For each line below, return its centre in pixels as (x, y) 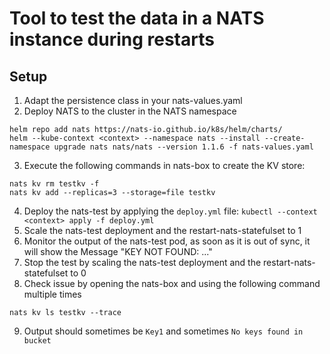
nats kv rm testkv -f (54, 184)
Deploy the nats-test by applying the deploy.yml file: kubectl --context (170, 211)
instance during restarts (112, 39)
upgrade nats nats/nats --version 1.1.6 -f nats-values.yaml (183, 147)
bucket (37, 341)
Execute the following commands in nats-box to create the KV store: (164, 165)
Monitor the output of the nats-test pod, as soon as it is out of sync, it (167, 241)
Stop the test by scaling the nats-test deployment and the (142, 262)
